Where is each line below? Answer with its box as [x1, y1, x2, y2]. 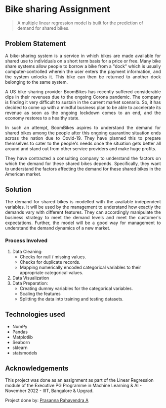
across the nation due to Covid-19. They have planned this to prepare [5, 135, 161, 141]
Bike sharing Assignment [5, 3, 110, 15]
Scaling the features [19, 291, 61, 296]
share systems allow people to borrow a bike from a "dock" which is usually [5, 63, 161, 69]
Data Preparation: [12, 280, 48, 286]
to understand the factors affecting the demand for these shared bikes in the [5, 166, 161, 172]
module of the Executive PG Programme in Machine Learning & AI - [5, 383, 142, 389]
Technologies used [5, 310, 65, 319]
